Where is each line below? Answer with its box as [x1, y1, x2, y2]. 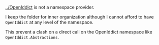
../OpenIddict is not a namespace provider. [5, 4, 95, 10]
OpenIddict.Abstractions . [5, 34, 59, 40]
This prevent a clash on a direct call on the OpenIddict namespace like [5, 29, 152, 34]
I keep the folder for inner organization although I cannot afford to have [5, 14, 154, 19]
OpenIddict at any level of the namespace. [5, 19, 94, 25]
